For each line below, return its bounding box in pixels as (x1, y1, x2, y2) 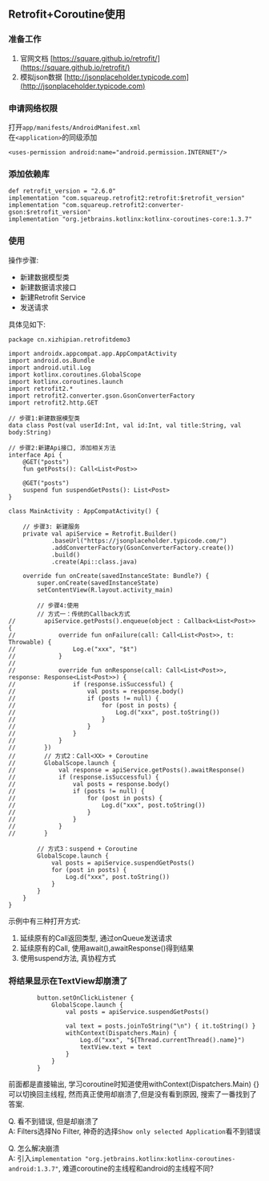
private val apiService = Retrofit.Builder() (22, 529, 178, 538)
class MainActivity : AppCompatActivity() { (8, 507, 159, 515)
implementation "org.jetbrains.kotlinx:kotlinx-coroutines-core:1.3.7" (8, 215, 252, 223)
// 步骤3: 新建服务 (22, 523, 80, 531)
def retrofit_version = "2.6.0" (8, 187, 116, 195)
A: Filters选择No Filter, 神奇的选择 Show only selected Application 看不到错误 (8, 1126, 262, 1136)
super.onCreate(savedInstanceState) (37, 579, 159, 587)
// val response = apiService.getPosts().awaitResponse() (8, 766, 246, 774)
